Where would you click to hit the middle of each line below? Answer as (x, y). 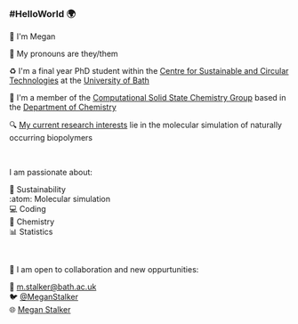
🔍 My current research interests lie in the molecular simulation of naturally (146, 125)
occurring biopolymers (51, 138)
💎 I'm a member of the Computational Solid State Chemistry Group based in (148, 98)
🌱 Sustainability (38, 190)
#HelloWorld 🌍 (42, 13)
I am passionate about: (51, 173)
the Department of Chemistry (63, 107)
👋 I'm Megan (32, 36)
